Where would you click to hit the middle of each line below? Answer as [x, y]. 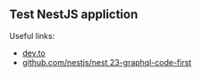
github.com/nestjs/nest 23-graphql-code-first [107, 62]
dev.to [34, 53]
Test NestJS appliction [74, 15]
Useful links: [32, 35]
